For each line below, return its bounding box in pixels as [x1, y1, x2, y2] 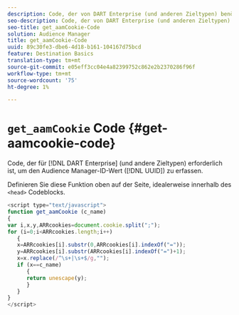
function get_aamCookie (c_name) [7, 208, 107, 216]
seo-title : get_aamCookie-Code [7, 24, 100, 31]
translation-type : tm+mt [7, 57, 81, 64]
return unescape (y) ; [26, 274, 87, 282]
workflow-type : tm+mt [7, 70, 72, 77]
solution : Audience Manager [7, 30, 91, 38]
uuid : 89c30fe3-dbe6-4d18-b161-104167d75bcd [7, 43, 142, 51]
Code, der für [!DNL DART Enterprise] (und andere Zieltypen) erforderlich [7, 159, 223, 167]
